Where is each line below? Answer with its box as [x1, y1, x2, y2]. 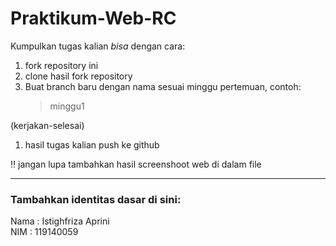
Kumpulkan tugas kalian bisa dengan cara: [10, 40, 186, 52]
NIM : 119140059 [10, 226, 79, 238]
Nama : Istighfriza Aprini [10, 215, 110, 227]
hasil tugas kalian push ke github [24, 138, 160, 151]
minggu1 [49, 100, 85, 112]
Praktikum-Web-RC [10, 7, 177, 30]
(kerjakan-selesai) [10, 119, 85, 131]
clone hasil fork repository [24, 70, 133, 82]
